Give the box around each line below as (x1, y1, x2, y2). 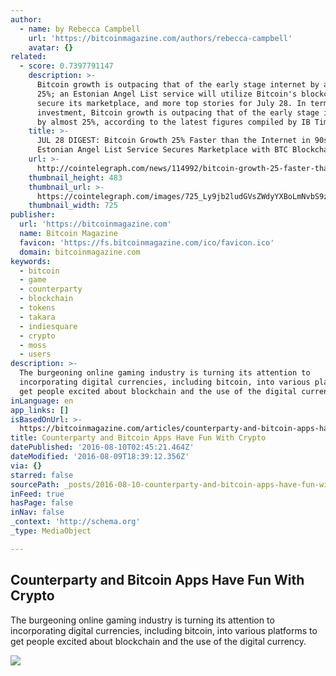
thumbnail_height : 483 (28, 172, 123, 183)
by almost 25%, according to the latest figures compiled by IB (36, 117, 311, 127)
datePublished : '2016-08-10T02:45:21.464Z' (10, 442, 195, 453)
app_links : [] (10, 405, 70, 415)
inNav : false (10, 507, 65, 518)
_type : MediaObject (10, 526, 92, 536)
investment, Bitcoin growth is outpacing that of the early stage (36, 107, 320, 118)
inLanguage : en (10, 396, 74, 406)
